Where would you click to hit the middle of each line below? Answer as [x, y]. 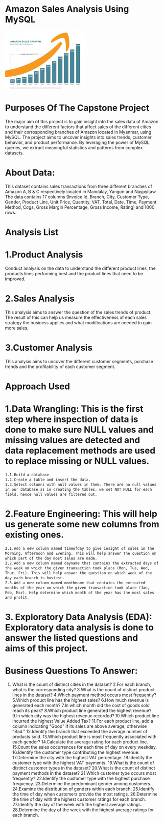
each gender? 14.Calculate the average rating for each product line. [80, 742]
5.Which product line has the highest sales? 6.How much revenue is [81, 700]
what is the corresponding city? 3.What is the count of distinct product [83, 690]
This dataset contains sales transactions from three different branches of [79, 186]
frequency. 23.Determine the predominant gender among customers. [82, 784]
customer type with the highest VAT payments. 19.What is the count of [83, 763]
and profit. [17, 597]
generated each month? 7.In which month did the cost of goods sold [81, 705]
